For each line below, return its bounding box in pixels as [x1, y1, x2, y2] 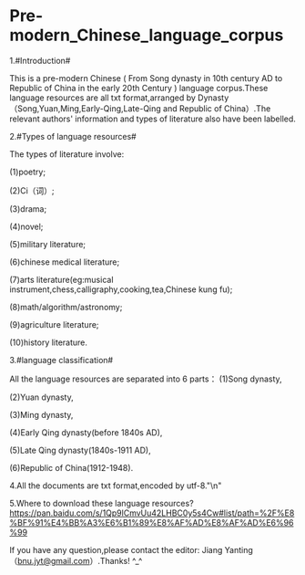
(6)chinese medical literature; [9, 256, 120, 267]
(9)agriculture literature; [9, 319, 99, 329]
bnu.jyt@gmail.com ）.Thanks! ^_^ [17, 555, 143, 566]
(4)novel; [9, 221, 44, 232]
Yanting [224, 544, 253, 555]
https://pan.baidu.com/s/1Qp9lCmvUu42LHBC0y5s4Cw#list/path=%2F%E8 [9, 507, 295, 518]
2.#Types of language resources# [9, 131, 137, 141]
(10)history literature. [9, 337, 88, 348]
